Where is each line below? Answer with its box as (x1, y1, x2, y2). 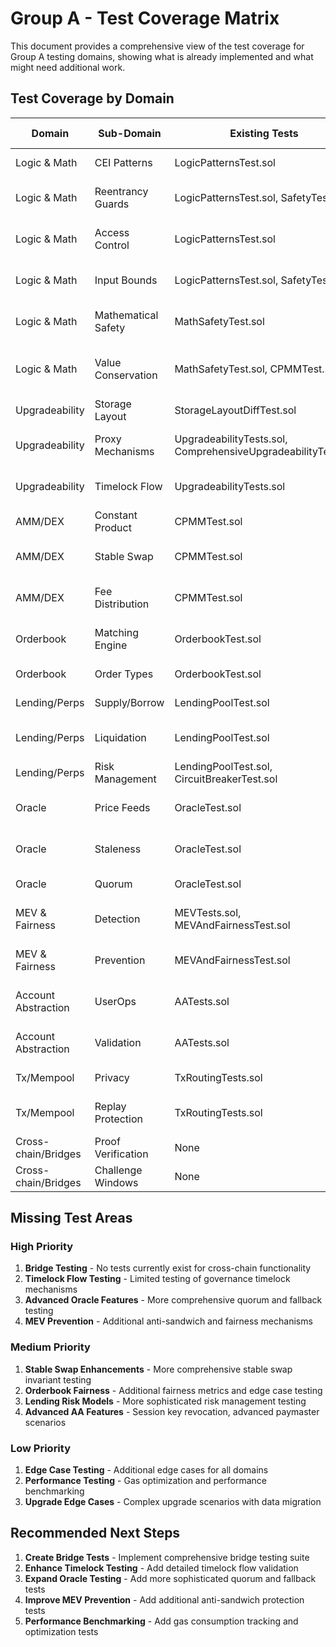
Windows (94, 1175, 139, 1189)
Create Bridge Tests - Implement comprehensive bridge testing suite (24, 1551, 310, 1563)
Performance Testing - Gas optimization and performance (24, 1475, 267, 1487)
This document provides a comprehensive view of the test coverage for (10, 40, 305, 52)
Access (94, 225, 130, 239)
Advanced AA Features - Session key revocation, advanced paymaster (24, 1405, 320, 1417)
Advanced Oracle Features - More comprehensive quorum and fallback (24, 1294, 323, 1306)
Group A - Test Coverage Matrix (10, 7, 280, 30)
